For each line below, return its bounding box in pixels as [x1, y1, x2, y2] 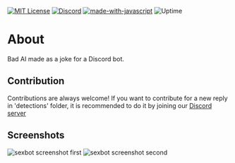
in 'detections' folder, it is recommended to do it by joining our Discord [7, 101, 212, 109]
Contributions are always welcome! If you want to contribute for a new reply [7, 94, 228, 102]
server [7, 109, 27, 117]
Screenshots [7, 129, 65, 141]
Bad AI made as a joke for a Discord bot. [7, 54, 125, 63]
